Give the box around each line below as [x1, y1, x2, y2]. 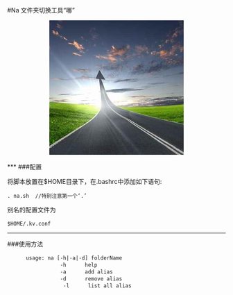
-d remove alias [60, 276, 123, 283]
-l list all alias [62, 283, 132, 289]
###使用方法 [7, 240, 44, 248]
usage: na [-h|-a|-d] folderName [25, 255, 123, 262]
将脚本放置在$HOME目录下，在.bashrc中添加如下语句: [7, 178, 162, 185]
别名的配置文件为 [7, 205, 56, 214]
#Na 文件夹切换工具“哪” [7, 6, 75, 14]
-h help [60, 262, 98, 269]
